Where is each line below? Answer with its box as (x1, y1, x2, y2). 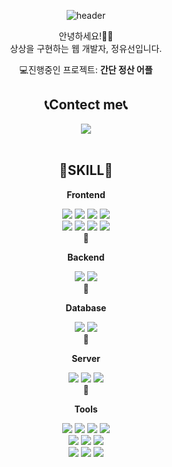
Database (65, 301, 107, 314)
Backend (67, 251, 105, 263)
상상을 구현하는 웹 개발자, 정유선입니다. (9, 43, 163, 54)
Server (71, 352, 101, 364)
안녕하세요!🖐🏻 (58, 30, 114, 42)
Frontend (66, 188, 106, 200)
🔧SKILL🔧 (58, 162, 114, 179)
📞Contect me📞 (44, 96, 128, 114)
